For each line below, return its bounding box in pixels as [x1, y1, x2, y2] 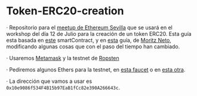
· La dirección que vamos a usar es [6, 78, 93, 85]
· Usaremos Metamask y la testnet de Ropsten [6, 54, 119, 61]
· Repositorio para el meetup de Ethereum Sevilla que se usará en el [6, 24, 173, 31]
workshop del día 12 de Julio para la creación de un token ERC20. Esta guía [6, 30, 192, 37]
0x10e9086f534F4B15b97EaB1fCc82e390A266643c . [6, 83, 121, 91]
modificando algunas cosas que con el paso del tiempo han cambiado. [6, 43, 180, 50]
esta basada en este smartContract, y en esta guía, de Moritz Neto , [6, 36, 172, 44]
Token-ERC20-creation [6, 4, 124, 18]
